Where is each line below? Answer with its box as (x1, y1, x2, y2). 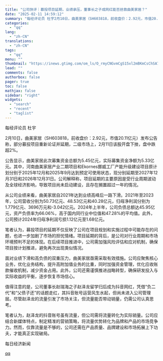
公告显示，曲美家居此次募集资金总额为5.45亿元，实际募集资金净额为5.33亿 (5, 157, 155, 163)
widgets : (5, 98, 23, 102)
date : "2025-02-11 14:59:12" (5, 12, 64, 16)
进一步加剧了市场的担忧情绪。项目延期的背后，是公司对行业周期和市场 (17, 232, 158, 238)
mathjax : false (5, 88, 36, 93)
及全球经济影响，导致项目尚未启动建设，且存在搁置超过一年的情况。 (5, 181, 141, 187)
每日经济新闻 (5, 341, 31, 346)
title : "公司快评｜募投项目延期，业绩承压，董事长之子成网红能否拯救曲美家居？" (5, 7, 147, 12)
